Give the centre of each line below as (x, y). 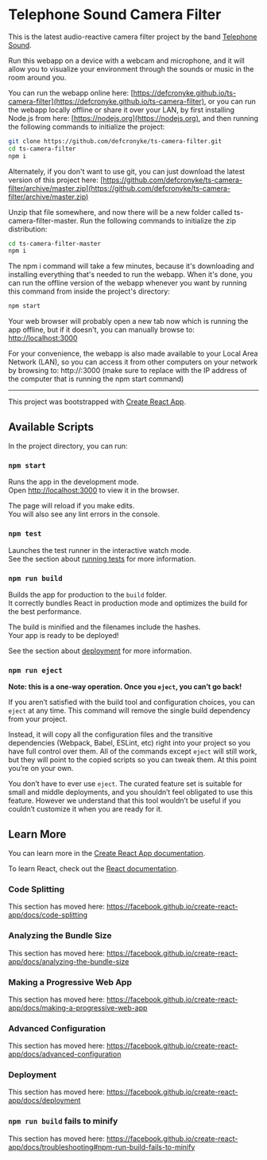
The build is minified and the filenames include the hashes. (104, 627)
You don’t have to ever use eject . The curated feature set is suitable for (125, 784)
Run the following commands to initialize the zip (158, 220)
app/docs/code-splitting (48, 915)
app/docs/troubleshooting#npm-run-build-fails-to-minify (102, 1146)
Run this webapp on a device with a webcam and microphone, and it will (126, 60)
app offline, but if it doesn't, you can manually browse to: (101, 330)
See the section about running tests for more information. (102, 559)
